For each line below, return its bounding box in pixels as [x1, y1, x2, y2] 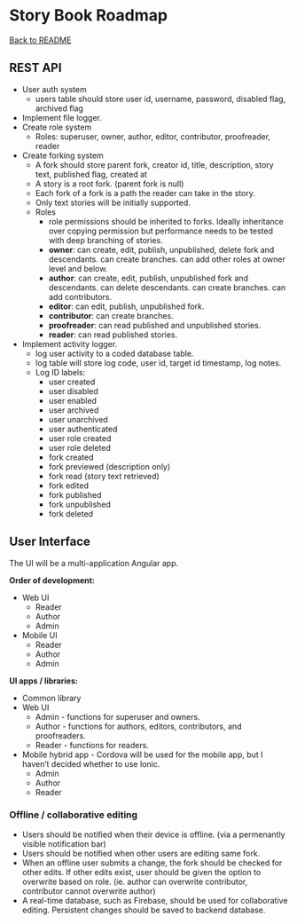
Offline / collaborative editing [9, 809, 138, 821]
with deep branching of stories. [48, 234, 164, 245]
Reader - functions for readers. [35, 739, 149, 750]
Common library [21, 692, 82, 703]
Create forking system [21, 150, 104, 161]
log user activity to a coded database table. [35, 348, 194, 359]
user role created [48, 432, 112, 444]
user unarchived [48, 414, 108, 424]
